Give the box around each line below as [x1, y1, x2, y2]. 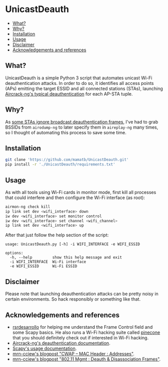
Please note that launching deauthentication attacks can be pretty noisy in [5, 291, 159, 297]
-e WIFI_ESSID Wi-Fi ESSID [10, 264, 78, 269]
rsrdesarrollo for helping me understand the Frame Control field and [12, 324, 153, 330]
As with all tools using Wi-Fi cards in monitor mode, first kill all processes [5, 189, 156, 195]
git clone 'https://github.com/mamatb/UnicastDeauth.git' [5, 157, 129, 162]
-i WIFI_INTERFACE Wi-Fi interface [10, 259, 86, 264]
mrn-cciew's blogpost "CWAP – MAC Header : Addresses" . [12, 350, 134, 356]
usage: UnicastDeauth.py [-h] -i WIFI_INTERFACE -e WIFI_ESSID [5, 242, 140, 247]
